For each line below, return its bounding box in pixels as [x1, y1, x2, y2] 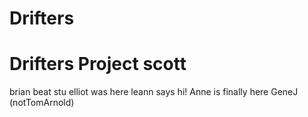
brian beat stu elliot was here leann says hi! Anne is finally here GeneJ [9, 86, 299, 98]
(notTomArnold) [9, 97, 75, 109]
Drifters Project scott [9, 53, 187, 76]
